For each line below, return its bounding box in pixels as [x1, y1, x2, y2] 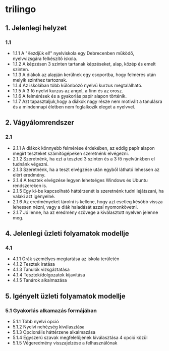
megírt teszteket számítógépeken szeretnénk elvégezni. [12, 150, 129, 156]
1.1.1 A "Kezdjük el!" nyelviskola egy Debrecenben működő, [12, 50, 135, 56]
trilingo [5, 4, 36, 15]
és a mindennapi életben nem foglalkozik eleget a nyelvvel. [12, 103, 135, 109]
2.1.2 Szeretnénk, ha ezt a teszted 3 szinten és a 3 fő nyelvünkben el [12, 155, 155, 162]
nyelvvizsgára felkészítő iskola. [12, 55, 77, 62]
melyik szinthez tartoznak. [12, 77, 68, 83]
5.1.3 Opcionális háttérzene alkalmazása [12, 329, 96, 335]
